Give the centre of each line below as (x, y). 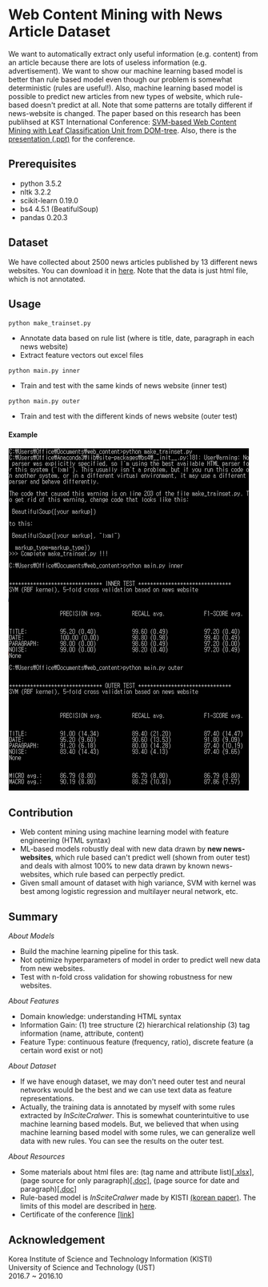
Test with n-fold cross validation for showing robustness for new (126, 977)
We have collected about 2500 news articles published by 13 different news (133, 262)
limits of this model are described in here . (88, 1206)
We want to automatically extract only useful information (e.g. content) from (133, 54)
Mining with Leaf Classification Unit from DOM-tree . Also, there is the (123, 130)
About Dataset (32, 1066)
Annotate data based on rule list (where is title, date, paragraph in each (137, 339)
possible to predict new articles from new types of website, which (117, 96)
